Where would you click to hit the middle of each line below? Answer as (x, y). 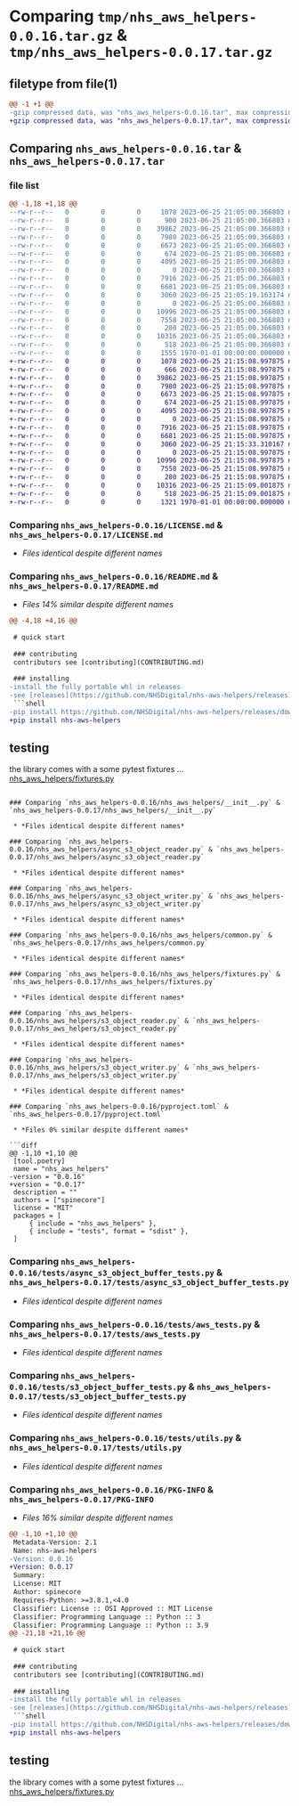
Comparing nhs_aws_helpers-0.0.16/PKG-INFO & (112, 1489)
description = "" (45, 1192)
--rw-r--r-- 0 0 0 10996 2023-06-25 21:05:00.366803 (147, 312)
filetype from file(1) (64, 83)
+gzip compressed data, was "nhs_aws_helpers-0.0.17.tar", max (129, 121)
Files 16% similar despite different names (97, 1517)
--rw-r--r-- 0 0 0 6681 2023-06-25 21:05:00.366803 (147, 287)
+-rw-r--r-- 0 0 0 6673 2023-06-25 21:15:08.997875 (147, 395)
